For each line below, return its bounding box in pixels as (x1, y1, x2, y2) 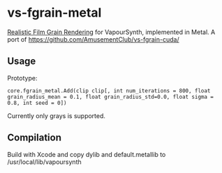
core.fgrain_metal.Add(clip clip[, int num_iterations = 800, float (7, 87, 211, 94)
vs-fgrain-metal (7, 5, 102, 21)
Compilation (7, 132, 61, 144)
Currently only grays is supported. (7, 111, 106, 120)
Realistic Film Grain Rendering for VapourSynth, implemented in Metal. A (7, 28, 216, 36)
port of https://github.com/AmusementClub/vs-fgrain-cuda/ (7, 35, 179, 43)
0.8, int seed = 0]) (7, 99, 68, 106)
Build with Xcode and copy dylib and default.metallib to (7, 150, 166, 158)
